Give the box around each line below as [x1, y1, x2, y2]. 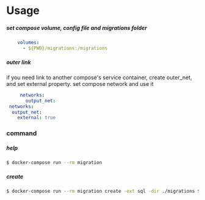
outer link [6, 59, 32, 66]
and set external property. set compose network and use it [6, 80, 154, 87]
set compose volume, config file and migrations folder [6, 24, 148, 31]
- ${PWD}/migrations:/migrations [22, 45, 108, 52]
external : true [17, 115, 56, 121]
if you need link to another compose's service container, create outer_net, [6, 74, 192, 81]
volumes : [17, 40, 40, 46]
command [6, 129, 37, 138]
